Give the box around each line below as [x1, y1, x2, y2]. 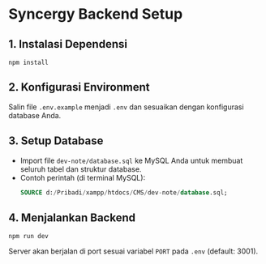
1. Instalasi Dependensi [8, 37, 128, 51]
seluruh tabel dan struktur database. [19, 164, 142, 174]
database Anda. [8, 110, 62, 120]
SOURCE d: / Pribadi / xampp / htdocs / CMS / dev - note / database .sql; [19, 188, 228, 197]
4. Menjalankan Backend [8, 211, 136, 224]
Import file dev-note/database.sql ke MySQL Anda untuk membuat [19, 155, 243, 165]
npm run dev [8, 232, 49, 241]
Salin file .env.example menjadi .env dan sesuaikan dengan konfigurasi [8, 102, 245, 112]
